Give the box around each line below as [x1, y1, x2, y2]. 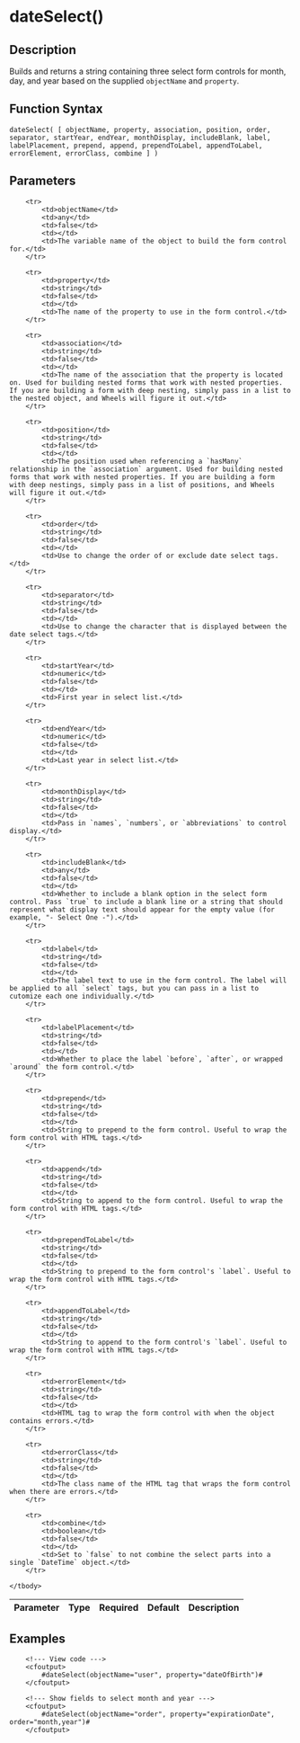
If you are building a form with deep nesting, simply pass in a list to [9, 386, 292, 395]
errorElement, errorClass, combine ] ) [9, 148, 159, 158]
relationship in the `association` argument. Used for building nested [9, 465, 283, 474]
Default [146, 1601, 180, 1614]
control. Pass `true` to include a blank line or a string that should [9, 897, 283, 906]
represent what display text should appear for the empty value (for [9, 905, 276, 914]
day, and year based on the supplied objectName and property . [9, 76, 240, 86]
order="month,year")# [9, 1718, 91, 1727]
